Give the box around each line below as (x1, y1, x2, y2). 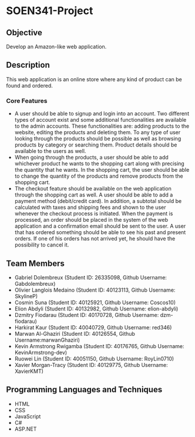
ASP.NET (14, 425, 37, 432)
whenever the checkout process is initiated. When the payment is (14, 210, 173, 217)
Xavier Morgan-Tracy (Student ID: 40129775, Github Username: (14, 361, 169, 368)
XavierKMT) (14, 368, 44, 375)
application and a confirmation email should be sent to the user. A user (14, 222, 186, 230)
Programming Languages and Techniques (6, 385, 163, 395)
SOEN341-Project (6, 4, 93, 18)
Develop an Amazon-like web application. (6, 43, 107, 50)
